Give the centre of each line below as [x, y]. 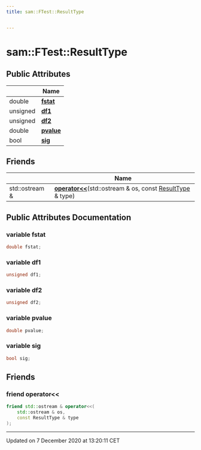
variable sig [24, 346]
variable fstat [26, 234]
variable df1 [24, 262]
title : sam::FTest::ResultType [45, 12]
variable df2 [24, 290]
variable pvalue [29, 318]
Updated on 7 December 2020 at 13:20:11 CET [63, 440]
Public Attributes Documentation [69, 217]
